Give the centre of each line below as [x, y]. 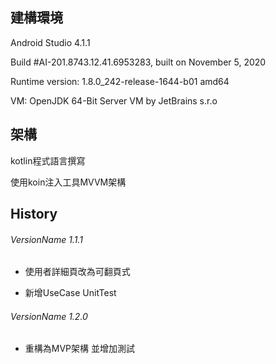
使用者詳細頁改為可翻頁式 [77, 272]
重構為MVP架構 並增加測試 [79, 349]
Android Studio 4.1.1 [50, 42]
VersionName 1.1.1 [46, 239]
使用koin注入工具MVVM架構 [68, 182]
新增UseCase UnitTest [70, 293]
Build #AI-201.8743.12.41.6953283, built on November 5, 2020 [138, 62]
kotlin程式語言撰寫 [48, 160]
